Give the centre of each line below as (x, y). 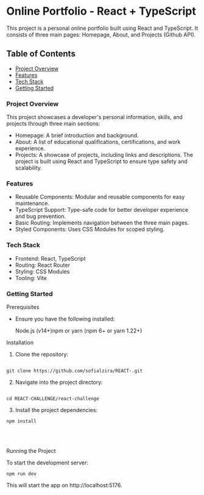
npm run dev (21, 474)
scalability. (29, 168)
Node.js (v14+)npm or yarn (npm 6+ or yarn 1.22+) (79, 330)
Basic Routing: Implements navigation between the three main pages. (102, 223)
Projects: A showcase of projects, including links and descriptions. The (104, 155)
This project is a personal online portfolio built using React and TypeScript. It (102, 28)
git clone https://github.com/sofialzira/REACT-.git (75, 370)
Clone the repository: (42, 354)
